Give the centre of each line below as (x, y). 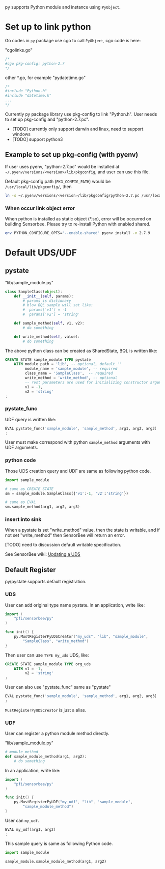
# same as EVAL (21, 502)
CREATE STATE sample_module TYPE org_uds (48, 664)
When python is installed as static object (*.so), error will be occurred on (78, 218)
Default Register (30, 570)
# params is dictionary (47, 301)
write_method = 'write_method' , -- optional (71, 378)
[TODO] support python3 (37, 139)
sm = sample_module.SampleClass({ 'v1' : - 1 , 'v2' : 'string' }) (67, 493)
